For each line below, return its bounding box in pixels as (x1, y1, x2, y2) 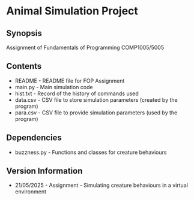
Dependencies (6, 133, 62, 143)
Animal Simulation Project (6, 4, 138, 18)
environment (14, 188, 47, 195)
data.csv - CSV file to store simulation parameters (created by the (14, 96, 178, 103)
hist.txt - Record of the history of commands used (14, 90, 139, 97)
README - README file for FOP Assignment (14, 77, 125, 84)
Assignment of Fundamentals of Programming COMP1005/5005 (6, 44, 164, 51)
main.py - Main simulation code (14, 83, 93, 90)
